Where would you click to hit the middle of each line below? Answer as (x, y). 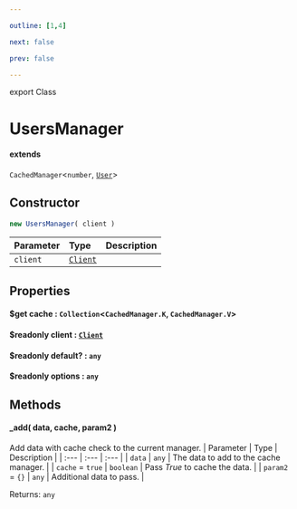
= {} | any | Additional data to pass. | (77, 476)
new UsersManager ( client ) (62, 224)
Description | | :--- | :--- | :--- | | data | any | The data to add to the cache (145, 457)
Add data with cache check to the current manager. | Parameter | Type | (144, 447)
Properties (40, 291)
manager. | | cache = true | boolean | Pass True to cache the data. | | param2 (148, 466)
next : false (32, 42)
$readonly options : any (54, 376)
